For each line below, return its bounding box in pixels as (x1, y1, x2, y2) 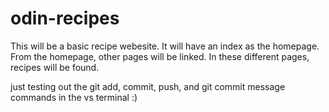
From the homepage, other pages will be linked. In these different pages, (10, 50, 310, 62)
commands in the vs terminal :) (10, 91, 138, 103)
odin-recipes (10, 7, 120, 30)
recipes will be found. (10, 61, 100, 73)
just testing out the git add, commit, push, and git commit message (10, 80, 286, 92)
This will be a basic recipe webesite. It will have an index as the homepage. (10, 40, 320, 52)
